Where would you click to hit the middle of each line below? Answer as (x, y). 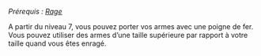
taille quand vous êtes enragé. (57, 43)
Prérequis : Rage (35, 11)
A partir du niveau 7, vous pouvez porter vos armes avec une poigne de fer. (131, 26)
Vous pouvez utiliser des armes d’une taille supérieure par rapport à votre (128, 35)
